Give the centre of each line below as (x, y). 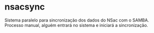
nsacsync (25, 7)
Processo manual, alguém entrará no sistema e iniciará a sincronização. (77, 25)
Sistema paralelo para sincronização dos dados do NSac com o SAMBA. (77, 20)
